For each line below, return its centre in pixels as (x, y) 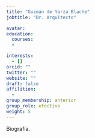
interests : (20, 56)
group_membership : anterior (41, 100)
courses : (23, 40)
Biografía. (18, 128)
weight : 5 (19, 112)
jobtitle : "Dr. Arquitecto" (41, 17)
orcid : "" (19, 67)
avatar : (16, 28)
